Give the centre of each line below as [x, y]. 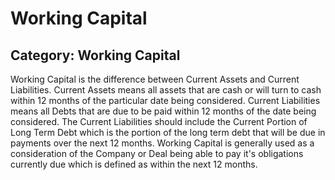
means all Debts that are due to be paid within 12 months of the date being [163, 111]
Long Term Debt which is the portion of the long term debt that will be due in [168, 132]
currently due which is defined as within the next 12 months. [134, 164]
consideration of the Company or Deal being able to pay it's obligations [157, 153]
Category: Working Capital [95, 55]
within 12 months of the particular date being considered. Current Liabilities [165, 100]
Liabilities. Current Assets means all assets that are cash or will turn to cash [166, 90]
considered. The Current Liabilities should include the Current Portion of [159, 121]
